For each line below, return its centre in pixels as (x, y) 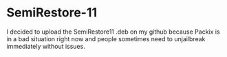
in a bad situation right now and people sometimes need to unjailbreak (106, 38)
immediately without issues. (46, 46)
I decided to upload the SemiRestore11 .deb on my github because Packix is (113, 32)
